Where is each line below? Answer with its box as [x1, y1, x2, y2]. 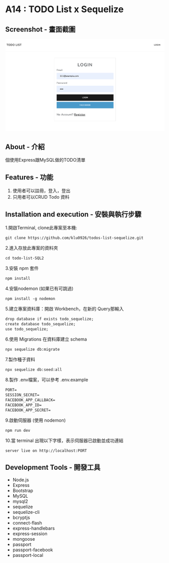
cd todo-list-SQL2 [5, 255, 44, 260]
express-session [12, 531, 48, 537]
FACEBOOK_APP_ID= [5, 402, 42, 407]
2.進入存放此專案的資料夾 [5, 245, 58, 251]
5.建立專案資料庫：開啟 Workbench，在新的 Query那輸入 [5, 306, 124, 312]
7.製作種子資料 [5, 356, 35, 362]
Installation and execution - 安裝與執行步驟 [5, 210, 142, 219]
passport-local [12, 552, 44, 558]
